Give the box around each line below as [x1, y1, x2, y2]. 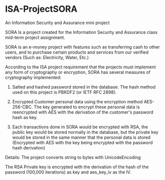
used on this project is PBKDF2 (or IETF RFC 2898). [12, 89, 117, 95]
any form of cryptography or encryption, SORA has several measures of [5, 69, 151, 75]
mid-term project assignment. [5, 34, 65, 40]
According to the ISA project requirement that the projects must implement [5, 64, 156, 70]
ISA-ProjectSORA [5, 3, 78, 15]
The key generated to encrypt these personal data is [33, 104, 140, 110]
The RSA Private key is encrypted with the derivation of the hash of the [5, 164, 149, 170]
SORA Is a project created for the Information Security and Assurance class [5, 29, 158, 35]
